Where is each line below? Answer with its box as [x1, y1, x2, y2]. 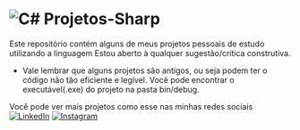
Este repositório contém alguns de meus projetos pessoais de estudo [9, 38, 265, 49]
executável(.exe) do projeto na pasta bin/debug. [21, 84, 200, 94]
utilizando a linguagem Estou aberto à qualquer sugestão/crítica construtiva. [9, 47, 291, 58]
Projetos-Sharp [43, 9, 161, 29]
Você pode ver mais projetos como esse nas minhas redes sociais [9, 101, 253, 111]
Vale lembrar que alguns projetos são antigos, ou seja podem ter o [21, 65, 268, 76]
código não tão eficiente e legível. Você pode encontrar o [21, 74, 235, 85]
